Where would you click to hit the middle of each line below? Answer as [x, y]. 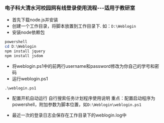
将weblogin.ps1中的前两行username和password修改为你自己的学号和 [83, 66]
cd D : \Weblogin [21, 47]
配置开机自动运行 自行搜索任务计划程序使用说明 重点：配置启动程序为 [84, 98]
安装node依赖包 [28, 32]
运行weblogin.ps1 [30, 78]
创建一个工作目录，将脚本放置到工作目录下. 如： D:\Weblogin [74, 26]
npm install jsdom [24, 56]
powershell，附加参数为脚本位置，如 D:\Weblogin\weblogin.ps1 [76, 104]
